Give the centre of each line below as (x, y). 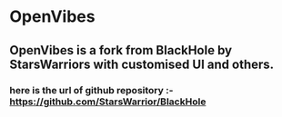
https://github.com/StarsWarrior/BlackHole (108, 102)
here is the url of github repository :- (91, 90)
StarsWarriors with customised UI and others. (142, 64)
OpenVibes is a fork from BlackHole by (121, 50)
